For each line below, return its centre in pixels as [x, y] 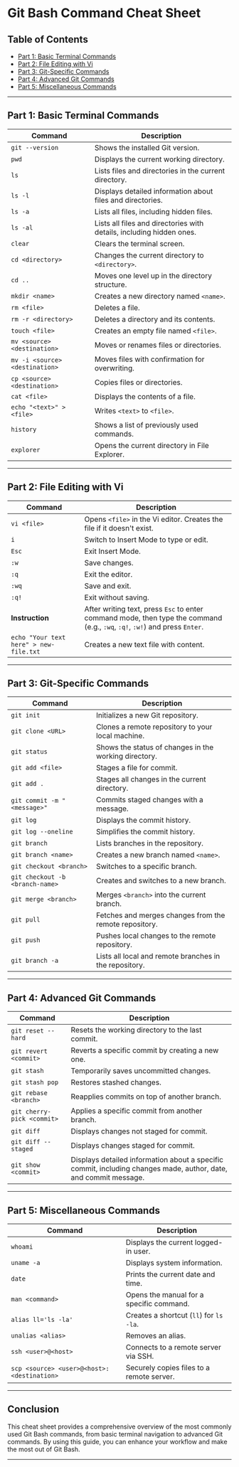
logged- [209, 1242]
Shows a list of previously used [147, 425]
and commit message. [107, 1178]
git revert [29, 1051]
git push [26, 940]
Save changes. [109, 562]
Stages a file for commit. [137, 768]
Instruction [30, 618]
